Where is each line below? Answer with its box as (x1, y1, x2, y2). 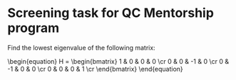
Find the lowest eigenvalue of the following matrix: (7, 43, 155, 52)
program (7, 20, 60, 36)
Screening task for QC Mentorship (7, 5, 214, 21)
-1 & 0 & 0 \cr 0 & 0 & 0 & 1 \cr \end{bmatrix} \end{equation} (7, 64, 183, 73)
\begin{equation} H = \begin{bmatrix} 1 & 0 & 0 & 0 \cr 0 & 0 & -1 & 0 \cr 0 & (7, 57, 230, 65)
